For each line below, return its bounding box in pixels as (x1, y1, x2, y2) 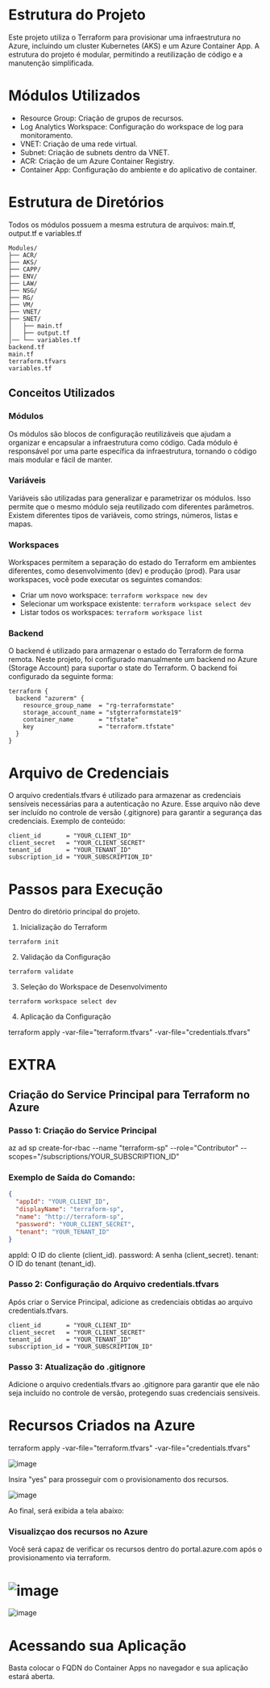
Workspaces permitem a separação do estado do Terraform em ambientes (8, 558, 256, 568)
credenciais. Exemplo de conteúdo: (8, 817, 126, 826)
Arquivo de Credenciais (8, 764, 169, 782)
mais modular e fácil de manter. (8, 454, 113, 464)
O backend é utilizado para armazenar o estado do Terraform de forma (8, 646, 244, 656)
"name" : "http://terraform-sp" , (15, 1213, 125, 1222)
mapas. (8, 519, 34, 529)
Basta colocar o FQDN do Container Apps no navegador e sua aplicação (8, 1663, 248, 1673)
